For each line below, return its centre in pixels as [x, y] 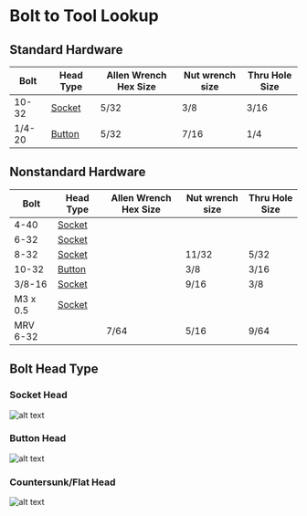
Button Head [38, 438]
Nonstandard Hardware [78, 172]
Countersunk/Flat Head [63, 482]
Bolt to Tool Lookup [84, 16]
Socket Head [39, 395]
